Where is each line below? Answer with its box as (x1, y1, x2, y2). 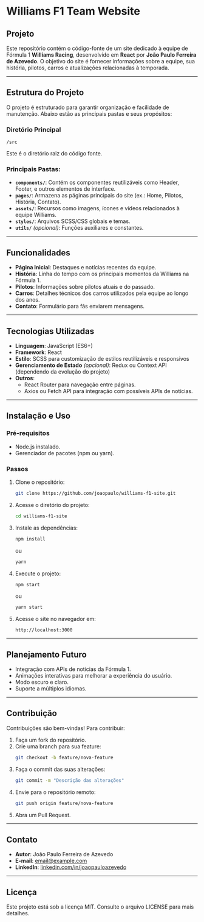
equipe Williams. (15, 211, 56, 219)
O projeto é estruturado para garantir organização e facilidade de (6, 104, 169, 111)
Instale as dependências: (15, 524, 78, 531)
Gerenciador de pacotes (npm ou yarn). (15, 449, 115, 456)
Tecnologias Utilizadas (6, 326, 95, 336)
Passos (6, 464, 29, 473)
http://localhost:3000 (15, 627, 73, 633)
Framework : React (15, 349, 63, 356)
